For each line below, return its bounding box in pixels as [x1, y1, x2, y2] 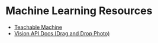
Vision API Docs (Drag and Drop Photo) [14, 29, 110, 37]
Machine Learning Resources [5, 4, 153, 18]
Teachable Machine [14, 24, 63, 31]
